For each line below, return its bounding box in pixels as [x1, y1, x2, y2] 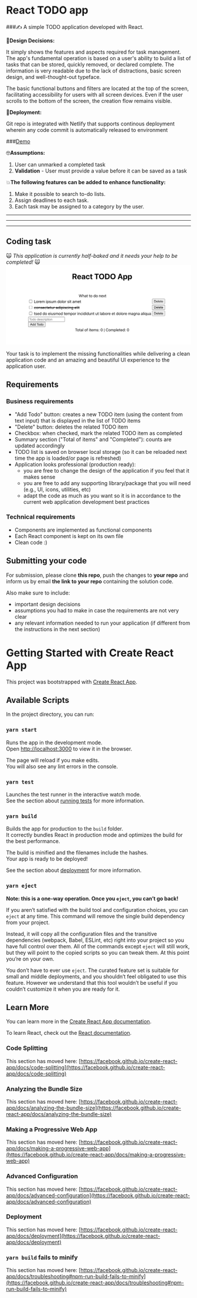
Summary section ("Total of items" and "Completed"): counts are [14, 436, 172, 443]
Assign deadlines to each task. [14, 197, 89, 204]
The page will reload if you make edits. [6, 756, 100, 763]
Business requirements [6, 397, 74, 406]
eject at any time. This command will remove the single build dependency [6, 912, 185, 919]
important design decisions [14, 600, 81, 607]
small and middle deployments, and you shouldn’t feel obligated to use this [6, 972, 186, 980]
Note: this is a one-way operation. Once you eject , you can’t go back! [6, 895, 179, 902]
